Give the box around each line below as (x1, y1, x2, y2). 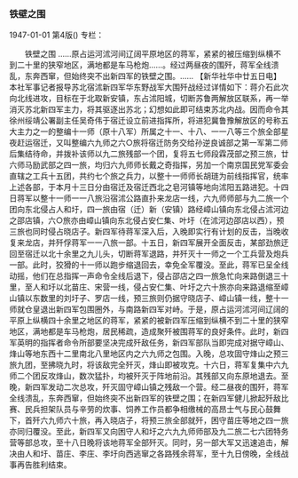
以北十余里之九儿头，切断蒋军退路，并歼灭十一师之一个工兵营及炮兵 (39, 249, 289, 259)
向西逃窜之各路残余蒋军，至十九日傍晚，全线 (117, 449, 281, 459)
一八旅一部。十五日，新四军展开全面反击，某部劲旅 (94, 237, 281, 248)
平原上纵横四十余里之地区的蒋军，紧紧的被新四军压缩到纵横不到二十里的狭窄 (9, 315, 289, 326)
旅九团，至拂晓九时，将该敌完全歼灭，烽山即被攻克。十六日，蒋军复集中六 (9, 360, 281, 370)
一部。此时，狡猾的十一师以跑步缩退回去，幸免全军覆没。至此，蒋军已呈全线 (9, 259, 289, 270)
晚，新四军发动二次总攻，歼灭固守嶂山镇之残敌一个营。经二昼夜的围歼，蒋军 (9, 382, 289, 393)
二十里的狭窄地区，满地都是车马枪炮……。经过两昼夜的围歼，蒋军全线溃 (16, 60, 279, 70)
